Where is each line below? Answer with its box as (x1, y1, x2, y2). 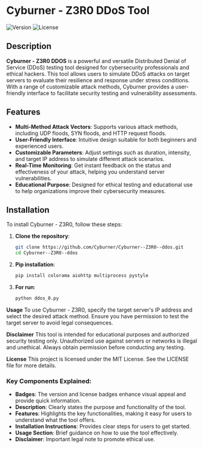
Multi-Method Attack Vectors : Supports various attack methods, (15, 123, 179, 130)
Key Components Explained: (6, 376, 92, 385)
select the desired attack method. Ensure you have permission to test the (6, 312, 189, 320)
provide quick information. (15, 397, 81, 404)
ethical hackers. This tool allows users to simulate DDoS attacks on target (6, 70, 190, 77)
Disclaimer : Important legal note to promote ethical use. (15, 436, 156, 443)
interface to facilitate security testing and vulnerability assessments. (27, 89, 198, 97)
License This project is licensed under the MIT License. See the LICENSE (6, 355, 189, 362)
